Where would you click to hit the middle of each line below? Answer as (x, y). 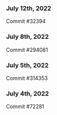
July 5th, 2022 (27, 65)
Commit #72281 (25, 107)
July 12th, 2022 (29, 8)
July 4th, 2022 (28, 94)
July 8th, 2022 (27, 37)
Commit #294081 (27, 49)
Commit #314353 (27, 78)
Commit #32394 (26, 21)
